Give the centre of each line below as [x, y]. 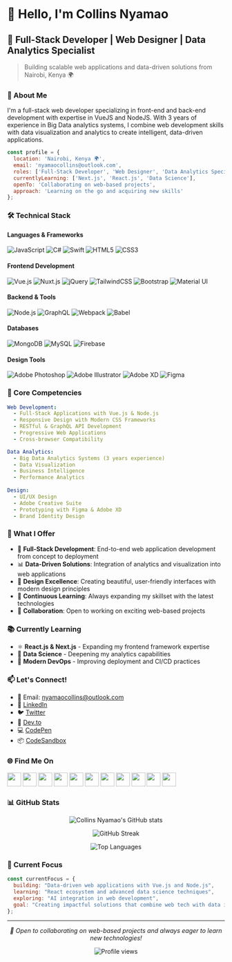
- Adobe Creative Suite [47, 503]
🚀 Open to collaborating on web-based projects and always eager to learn [116, 931]
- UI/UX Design [35, 497]
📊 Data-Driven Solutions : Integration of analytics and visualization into [119, 564]
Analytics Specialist [51, 50]
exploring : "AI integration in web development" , [86, 898]
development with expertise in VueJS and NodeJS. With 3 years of [102, 118]
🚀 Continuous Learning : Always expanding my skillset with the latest [115, 596]
